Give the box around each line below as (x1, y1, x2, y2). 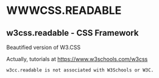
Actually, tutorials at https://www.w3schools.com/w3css (6, 56, 148, 62)
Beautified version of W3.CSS (6, 44, 81, 51)
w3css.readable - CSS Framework (6, 28, 139, 38)
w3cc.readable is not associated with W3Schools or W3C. (6, 67, 154, 73)
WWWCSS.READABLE (6, 4, 122, 18)
